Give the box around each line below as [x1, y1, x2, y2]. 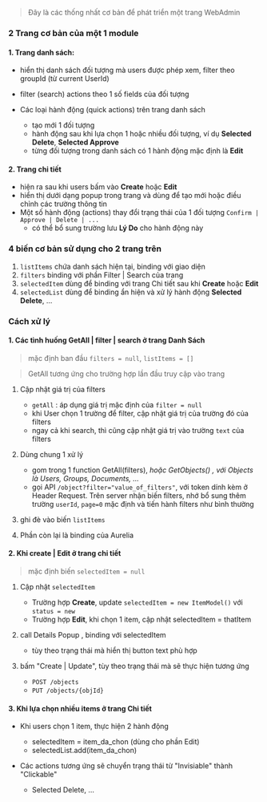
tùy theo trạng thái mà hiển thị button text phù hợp [31, 646, 197, 655]
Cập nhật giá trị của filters [19, 384, 106, 394]
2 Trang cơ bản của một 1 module [8, 27, 139, 38]
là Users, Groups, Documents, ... [31, 473, 140, 483]
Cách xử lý [8, 315, 50, 326]
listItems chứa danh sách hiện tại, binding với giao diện [19, 261, 206, 271]
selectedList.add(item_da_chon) [31, 746, 137, 755]
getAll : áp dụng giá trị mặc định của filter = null [31, 399, 202, 409]
